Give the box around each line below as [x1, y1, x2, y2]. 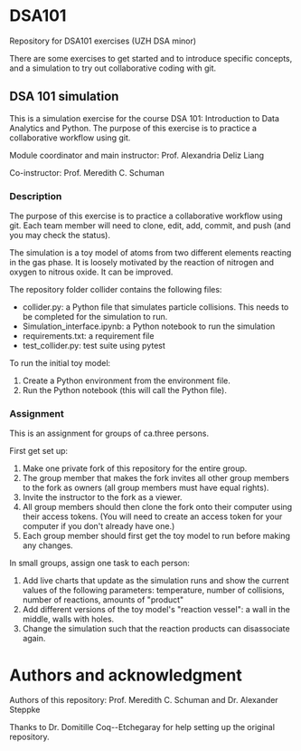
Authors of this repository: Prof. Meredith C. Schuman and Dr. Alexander [9, 695, 278, 706]
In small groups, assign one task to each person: [9, 558, 190, 569]
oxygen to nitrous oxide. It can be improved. [9, 266, 174, 277]
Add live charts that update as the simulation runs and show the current [22, 575, 289, 586]
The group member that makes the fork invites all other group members [22, 473, 289, 484]
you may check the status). [9, 230, 111, 241]
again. [22, 633, 46, 644]
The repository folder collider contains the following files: [9, 284, 222, 295]
